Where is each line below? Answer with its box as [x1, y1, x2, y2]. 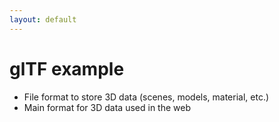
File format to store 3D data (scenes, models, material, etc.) [23, 91, 270, 103]
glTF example [9, 57, 125, 80]
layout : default [9, 14, 77, 25]
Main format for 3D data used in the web [23, 101, 191, 113]
